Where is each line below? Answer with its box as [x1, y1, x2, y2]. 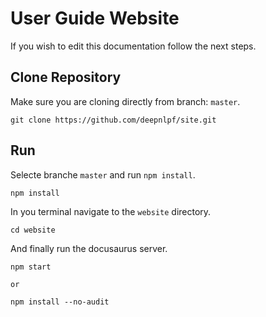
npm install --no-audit [10, 297, 110, 307]
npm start [10, 262, 52, 272]
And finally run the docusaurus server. [10, 242, 168, 254]
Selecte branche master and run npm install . [10, 168, 196, 181]
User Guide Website [10, 7, 180, 30]
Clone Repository [10, 69, 122, 86]
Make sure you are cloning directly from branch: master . [10, 95, 241, 107]
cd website [10, 225, 56, 235]
